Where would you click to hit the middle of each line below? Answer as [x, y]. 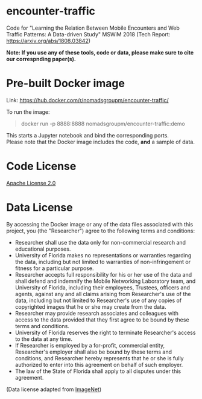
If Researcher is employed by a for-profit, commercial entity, [90, 345]
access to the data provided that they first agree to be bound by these [102, 320]
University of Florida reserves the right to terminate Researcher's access [105, 332]
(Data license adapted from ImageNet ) [54, 389]
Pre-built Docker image [66, 84]
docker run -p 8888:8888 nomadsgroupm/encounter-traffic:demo [103, 124]
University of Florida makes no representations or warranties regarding [103, 255]
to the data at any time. [43, 339]
